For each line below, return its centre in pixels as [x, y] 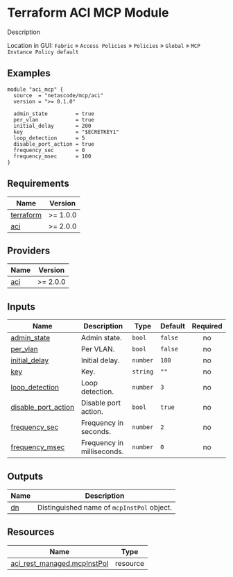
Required [207, 326]
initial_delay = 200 [52, 126]
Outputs [25, 476]
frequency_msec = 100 [52, 156]
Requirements [38, 184]
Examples [29, 73]
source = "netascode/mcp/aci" [59, 95]
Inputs [21, 307]
